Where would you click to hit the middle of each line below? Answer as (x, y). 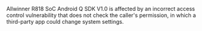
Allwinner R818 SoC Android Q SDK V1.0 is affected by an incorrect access (101, 9)
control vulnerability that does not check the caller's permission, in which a (101, 15)
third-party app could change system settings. (65, 22)
